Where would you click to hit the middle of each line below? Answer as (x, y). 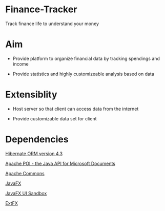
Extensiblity (31, 94)
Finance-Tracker (41, 9)
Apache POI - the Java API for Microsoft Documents (60, 163)
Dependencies (37, 139)
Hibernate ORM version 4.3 (34, 153)
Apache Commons (25, 173)
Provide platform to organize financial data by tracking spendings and (86, 58)
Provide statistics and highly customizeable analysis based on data (84, 74)
